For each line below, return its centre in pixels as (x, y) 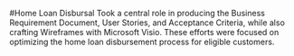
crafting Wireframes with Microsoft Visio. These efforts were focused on (144, 32)
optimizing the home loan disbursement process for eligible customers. (142, 42)
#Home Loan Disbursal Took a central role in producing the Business (137, 13)
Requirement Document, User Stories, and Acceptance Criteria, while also (147, 23)
